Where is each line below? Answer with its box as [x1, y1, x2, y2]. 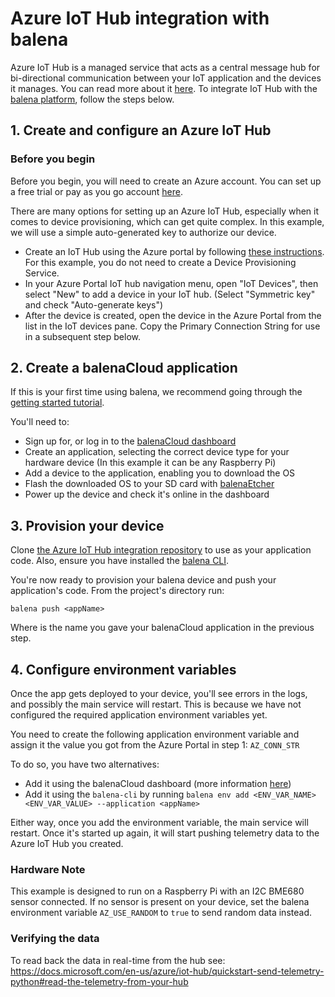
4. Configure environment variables [10, 661, 237, 678]
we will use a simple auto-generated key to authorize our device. [10, 226, 277, 238]
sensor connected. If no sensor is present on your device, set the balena [10, 896, 310, 908]
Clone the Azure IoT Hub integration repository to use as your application [10, 544, 312, 556]
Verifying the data [10, 932, 100, 946]
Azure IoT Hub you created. [10, 838, 124, 850]
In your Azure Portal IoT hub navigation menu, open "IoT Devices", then [24, 277, 319, 289]
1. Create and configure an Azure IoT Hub [10, 122, 272, 139]
